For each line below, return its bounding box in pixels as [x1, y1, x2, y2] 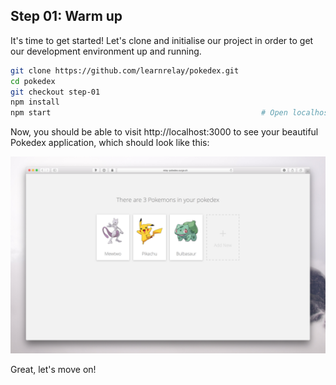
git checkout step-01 [10, 87, 101, 97]
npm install [10, 97, 60, 108]
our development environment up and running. [10, 45, 202, 57]
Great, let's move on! [10, 364, 97, 376]
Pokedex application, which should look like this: [10, 137, 210, 149]
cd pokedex [10, 76, 56, 86]
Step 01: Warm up [10, 8, 123, 25]
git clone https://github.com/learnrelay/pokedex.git [10, 65, 240, 76]
